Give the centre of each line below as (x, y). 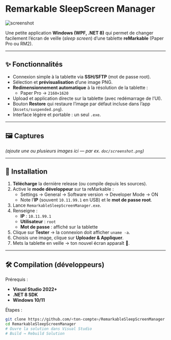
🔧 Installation (26, 171)
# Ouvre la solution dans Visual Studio (49, 329)
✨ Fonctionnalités (34, 64)
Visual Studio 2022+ (35, 289)
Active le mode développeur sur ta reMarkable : (63, 189)
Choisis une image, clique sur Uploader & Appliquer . (68, 238)
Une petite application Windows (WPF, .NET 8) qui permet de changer (79, 33)
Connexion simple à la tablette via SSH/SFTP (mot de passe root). (82, 76)
